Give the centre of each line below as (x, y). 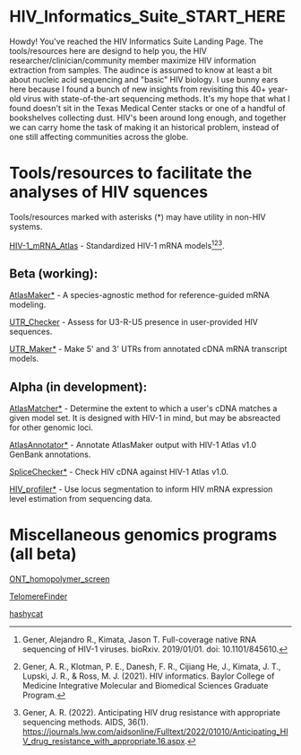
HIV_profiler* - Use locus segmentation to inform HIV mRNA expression (141, 489)
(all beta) (43, 554)
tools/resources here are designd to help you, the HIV (108, 50)
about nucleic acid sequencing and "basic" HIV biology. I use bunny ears (144, 79)
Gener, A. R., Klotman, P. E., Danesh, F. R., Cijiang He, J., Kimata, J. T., (151, 667)
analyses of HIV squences (109, 193)
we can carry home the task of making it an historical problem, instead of (144, 127)
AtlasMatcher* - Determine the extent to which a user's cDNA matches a (143, 408)
